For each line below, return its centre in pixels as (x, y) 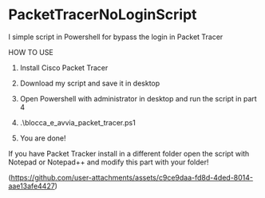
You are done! (43, 138)
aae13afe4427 (32, 186)
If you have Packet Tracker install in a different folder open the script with (129, 153)
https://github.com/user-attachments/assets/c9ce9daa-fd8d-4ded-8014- (132, 177)
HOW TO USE (31, 52)
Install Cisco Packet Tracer (64, 67)
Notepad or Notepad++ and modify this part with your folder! (109, 162)
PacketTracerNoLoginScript (103, 15)
